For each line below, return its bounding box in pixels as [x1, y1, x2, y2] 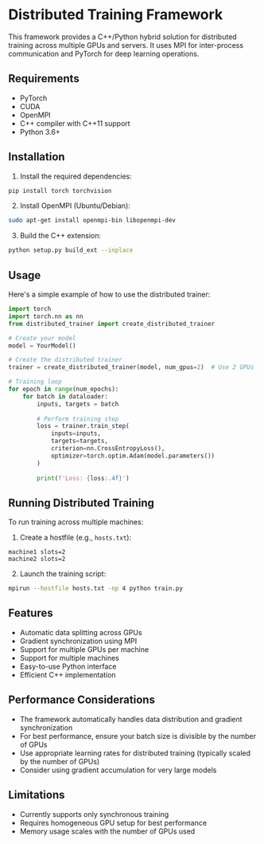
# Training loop [8, 378, 62, 386]
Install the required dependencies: [19, 171, 133, 181]
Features [8, 607, 53, 620]
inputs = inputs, [50, 430, 102, 438]
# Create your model [8, 334, 77, 342]
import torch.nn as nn [8, 312, 83, 320]
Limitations [8, 788, 65, 802]
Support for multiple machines [19, 653, 119, 662]
